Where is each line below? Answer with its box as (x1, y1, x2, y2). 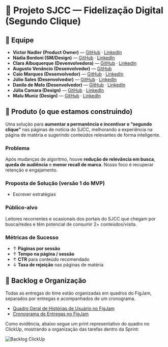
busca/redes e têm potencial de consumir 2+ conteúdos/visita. (5, 221, 137, 227)
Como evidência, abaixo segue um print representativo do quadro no (5, 320, 150, 327)
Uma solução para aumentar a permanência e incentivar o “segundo (5, 121, 152, 127)
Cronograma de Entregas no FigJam (12, 311, 89, 317)
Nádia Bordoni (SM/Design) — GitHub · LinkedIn (12, 55, 116, 61)
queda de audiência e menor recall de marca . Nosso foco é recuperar (5, 162, 154, 168)
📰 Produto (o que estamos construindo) (5, 107, 133, 116)
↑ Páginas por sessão (12, 245, 61, 252)
